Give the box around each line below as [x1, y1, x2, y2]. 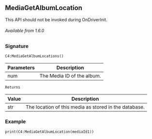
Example [5, 118, 26, 125]
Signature [5, 43, 29, 50]
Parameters [7, 64, 35, 71]
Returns [5, 85, 21, 90]
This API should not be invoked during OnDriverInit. [5, 16, 107, 22]
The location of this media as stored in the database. [26, 104, 145, 110]
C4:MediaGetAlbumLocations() [5, 54, 64, 59]
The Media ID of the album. [39, 73, 101, 79]
